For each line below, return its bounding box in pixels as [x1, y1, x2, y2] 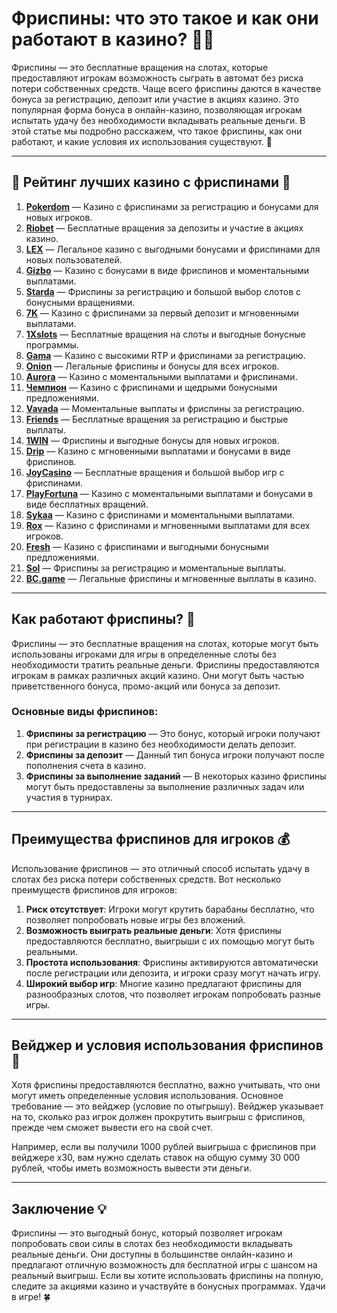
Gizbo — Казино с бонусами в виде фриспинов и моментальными [25, 264, 310, 276]
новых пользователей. [25, 253, 123, 266]
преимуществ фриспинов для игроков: [11, 883, 178, 896]
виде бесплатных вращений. [25, 498, 149, 510]
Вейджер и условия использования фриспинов [11, 1037, 324, 1054]
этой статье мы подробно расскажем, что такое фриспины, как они [11, 125, 303, 137]
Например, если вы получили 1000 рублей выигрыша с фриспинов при [11, 1141, 316, 1153]
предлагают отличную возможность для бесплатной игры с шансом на [11, 1259, 318, 1271]
